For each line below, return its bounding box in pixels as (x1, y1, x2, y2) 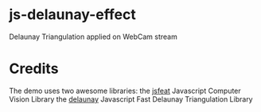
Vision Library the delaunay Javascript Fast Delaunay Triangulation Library (9, 94, 253, 104)
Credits (9, 60, 59, 78)
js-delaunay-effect (9, 6, 136, 24)
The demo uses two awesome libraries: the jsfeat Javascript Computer (9, 86, 241, 95)
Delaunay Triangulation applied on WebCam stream (9, 32, 177, 41)
